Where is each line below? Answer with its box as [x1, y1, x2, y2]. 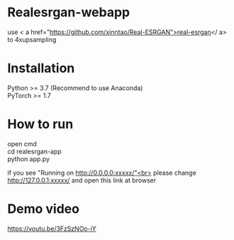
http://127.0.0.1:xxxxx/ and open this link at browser [7, 175, 157, 185]
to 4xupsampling [7, 35, 57, 43]
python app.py [7, 154, 50, 163]
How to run [7, 116, 74, 132]
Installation [7, 60, 75, 77]
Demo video [7, 201, 80, 217]
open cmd [7, 139, 38, 148]
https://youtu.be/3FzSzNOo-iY [7, 224, 97, 233]
